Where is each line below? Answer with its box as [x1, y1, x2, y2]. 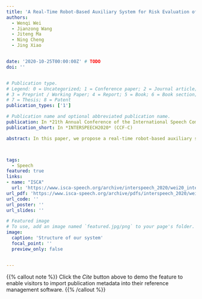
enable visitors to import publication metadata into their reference [6, 279, 169, 286]
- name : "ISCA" [6, 179, 44, 185]
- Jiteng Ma [11, 31, 42, 37]
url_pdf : [6, 190, 28, 196]
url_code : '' [6, 196, 39, 202]
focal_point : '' [11, 240, 52, 247]
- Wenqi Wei [11, 20, 42, 26]
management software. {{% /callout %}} [6, 286, 106, 293]
